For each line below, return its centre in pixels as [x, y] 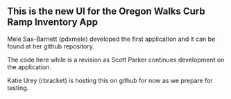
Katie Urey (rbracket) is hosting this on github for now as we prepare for [110, 80]
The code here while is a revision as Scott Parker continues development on [116, 60]
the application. [29, 67]
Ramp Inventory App [53, 22]
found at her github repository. [51, 46]
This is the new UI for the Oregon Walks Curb [106, 11]
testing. [18, 88]
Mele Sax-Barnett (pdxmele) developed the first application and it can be [111, 39]
